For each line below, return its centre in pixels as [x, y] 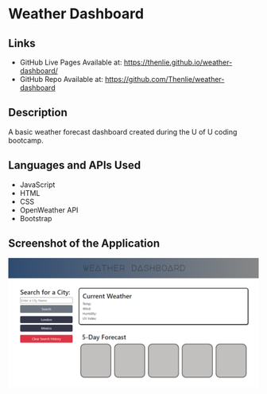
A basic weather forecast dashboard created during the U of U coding [123, 131]
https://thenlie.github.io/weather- [178, 62]
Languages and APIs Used [75, 165]
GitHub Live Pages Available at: [71, 62]
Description [38, 113]
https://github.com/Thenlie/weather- [164, 79]
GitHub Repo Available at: [61, 79]
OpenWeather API [49, 210]
